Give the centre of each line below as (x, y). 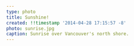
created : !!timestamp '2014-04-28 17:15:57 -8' (66, 23)
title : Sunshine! (28, 17)
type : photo (21, 12)
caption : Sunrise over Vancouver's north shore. (68, 34)
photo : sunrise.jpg (30, 28)
